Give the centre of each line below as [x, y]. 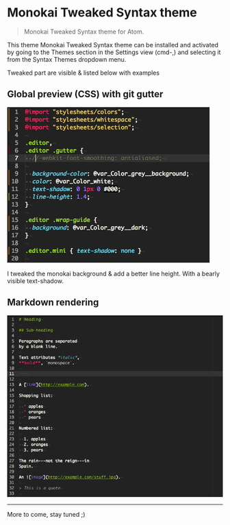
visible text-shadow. [35, 281]
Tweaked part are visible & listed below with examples [83, 73]
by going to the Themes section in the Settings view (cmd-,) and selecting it [114, 52]
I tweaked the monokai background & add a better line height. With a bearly [114, 273]
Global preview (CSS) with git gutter [85, 94]
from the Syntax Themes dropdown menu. [67, 59]
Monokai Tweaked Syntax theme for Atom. [84, 32]
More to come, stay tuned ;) [46, 515]
